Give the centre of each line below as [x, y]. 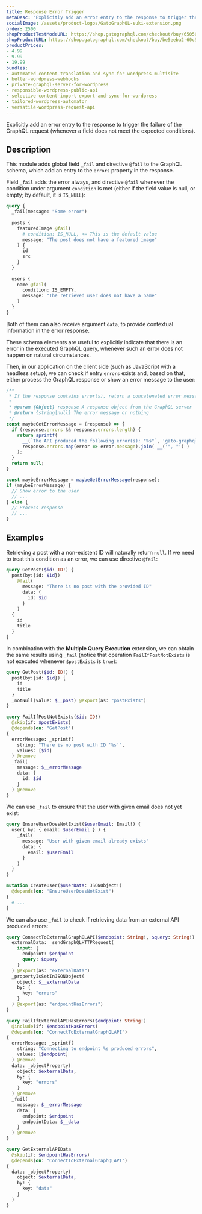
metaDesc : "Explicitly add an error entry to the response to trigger [96, 17]
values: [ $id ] [35, 750]
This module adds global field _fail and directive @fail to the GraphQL [94, 164]
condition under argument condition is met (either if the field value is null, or [101, 189]
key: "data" [37, 1189]
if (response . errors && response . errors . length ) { [76, 429]
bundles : [17, 68]
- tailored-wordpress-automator [47, 101]
